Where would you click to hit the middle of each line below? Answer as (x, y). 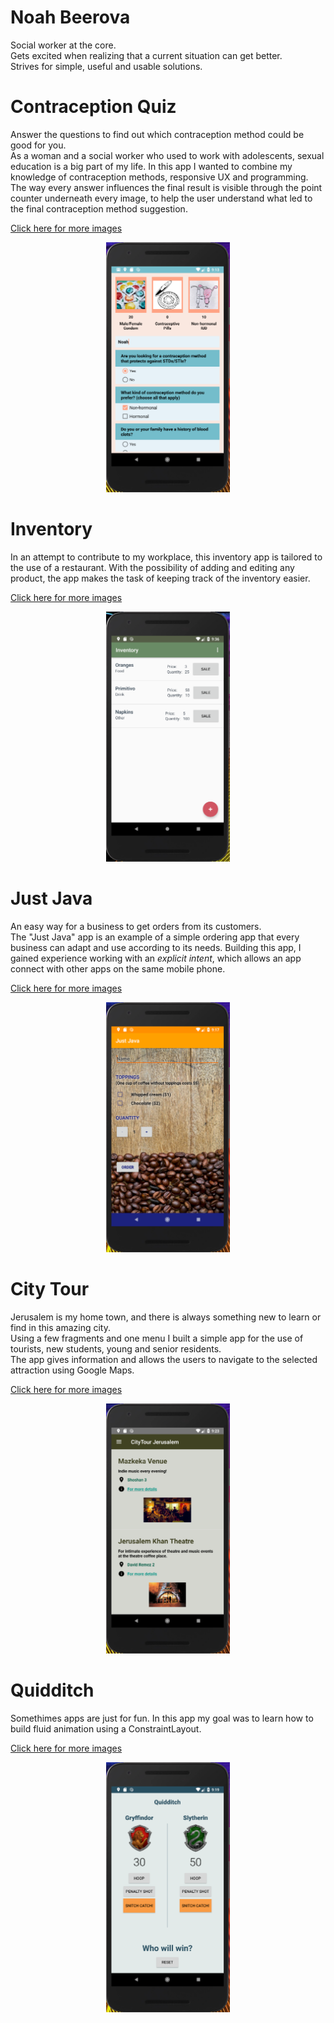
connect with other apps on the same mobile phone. (118, 968)
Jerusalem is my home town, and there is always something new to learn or (166, 1317)
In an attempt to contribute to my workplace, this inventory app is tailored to (166, 557)
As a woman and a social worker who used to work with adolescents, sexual (167, 155)
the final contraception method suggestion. (99, 208)
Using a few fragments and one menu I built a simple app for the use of (157, 1338)
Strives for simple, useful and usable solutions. (106, 66)
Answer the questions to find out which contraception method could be (157, 134)
